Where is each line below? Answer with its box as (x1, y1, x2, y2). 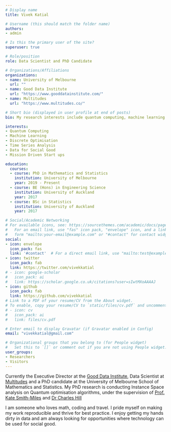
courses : (10, 166, 28, 171)
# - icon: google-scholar (5, 270, 60, 275)
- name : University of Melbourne (5, 77, 76, 82)
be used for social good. (5, 420, 56, 427)
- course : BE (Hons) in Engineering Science (10, 185, 106, 190)
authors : (5, 26, 24, 31)
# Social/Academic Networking (5, 218, 70, 223)
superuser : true (5, 45, 40, 50)
